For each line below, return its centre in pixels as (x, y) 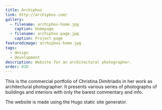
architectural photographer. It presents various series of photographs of (81, 87)
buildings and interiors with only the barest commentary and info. (74, 92)
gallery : (15, 19)
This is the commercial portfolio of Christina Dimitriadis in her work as (79, 81)
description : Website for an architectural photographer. (68, 62)
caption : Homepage (34, 29)
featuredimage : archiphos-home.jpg (43, 43)
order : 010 (17, 67)
